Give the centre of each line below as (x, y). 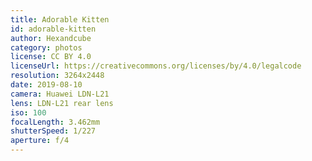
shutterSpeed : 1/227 (53, 131)
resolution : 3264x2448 (57, 76)
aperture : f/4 (40, 141)
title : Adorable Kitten (60, 19)
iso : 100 (28, 112)
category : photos (46, 47)
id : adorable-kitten (53, 29)
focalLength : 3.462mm (55, 122)
